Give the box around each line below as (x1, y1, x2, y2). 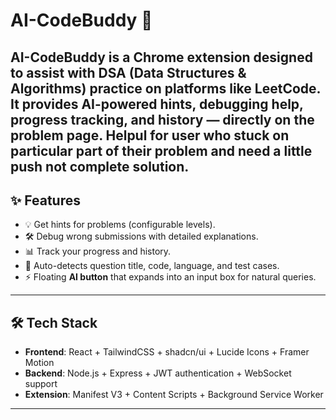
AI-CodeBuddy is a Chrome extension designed (10, 49, 313, 66)
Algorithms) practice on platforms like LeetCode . (10, 80, 322, 97)
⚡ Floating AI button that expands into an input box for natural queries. (24, 271, 317, 283)
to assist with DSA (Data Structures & (10, 64, 247, 81)
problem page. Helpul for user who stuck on (10, 127, 290, 144)
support (24, 378, 58, 390)
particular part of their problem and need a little (10, 142, 313, 159)
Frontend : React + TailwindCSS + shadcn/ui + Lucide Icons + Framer (24, 346, 310, 358)
